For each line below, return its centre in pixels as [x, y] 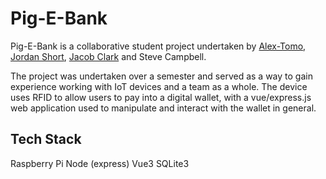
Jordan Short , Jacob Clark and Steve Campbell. [108, 56]
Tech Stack [46, 139]
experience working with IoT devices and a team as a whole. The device [159, 86]
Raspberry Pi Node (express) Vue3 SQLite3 [100, 163]
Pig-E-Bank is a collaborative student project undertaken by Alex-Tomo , [158, 46]
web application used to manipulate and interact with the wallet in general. [163, 108]
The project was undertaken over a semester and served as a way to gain [161, 76]
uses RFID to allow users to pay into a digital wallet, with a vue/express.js [161, 97]
